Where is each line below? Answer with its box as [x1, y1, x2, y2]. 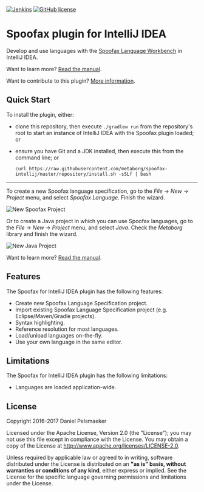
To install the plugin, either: [6, 111, 74, 118]
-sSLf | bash [118, 171, 152, 177]
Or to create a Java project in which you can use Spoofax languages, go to [6, 217, 193, 224]
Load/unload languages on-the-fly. [15, 331, 103, 339]
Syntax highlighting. [15, 319, 66, 326]
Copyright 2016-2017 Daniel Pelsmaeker [6, 417, 107, 425]
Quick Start [6, 95, 50, 105]
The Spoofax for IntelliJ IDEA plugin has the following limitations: [6, 372, 168, 379]
